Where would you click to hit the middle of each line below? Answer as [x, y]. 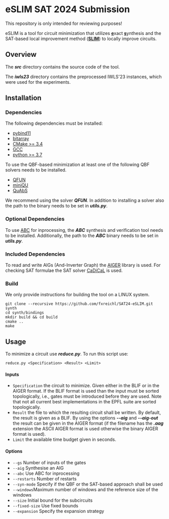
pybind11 [22, 133]
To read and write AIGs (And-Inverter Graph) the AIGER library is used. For [83, 265]
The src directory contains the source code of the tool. [63, 66]
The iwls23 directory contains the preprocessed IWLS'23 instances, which [83, 77]
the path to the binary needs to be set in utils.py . [57, 206]
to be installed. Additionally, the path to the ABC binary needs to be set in [82, 235]
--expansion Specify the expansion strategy [58, 511]
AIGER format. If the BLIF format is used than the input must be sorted [86, 391]
